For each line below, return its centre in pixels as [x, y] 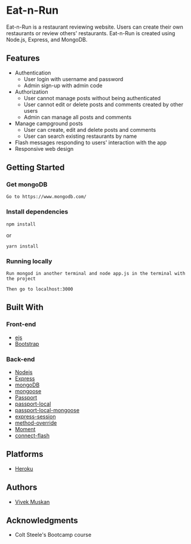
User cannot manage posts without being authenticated [92, 98]
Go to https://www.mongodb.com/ [46, 197]
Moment [25, 429]
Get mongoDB [27, 184]
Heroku [24, 468]
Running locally [29, 261]
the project [21, 279]
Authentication [33, 73]
